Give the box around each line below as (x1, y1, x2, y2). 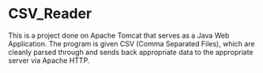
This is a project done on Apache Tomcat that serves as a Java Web (8, 31, 230, 40)
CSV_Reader (8, 5, 92, 23)
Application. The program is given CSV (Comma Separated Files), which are (8, 38, 255, 48)
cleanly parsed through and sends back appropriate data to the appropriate (8, 47, 254, 57)
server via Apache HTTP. (8, 56, 90, 65)
